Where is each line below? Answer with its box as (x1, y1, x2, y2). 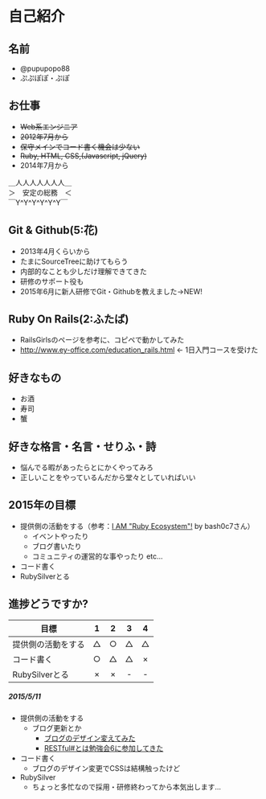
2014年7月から (19, 160, 69, 170)
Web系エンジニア (19, 121, 78, 131)
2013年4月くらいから (19, 246, 91, 256)
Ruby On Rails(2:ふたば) (8, 313, 129, 326)
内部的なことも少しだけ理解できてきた (19, 266, 147, 276)
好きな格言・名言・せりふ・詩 (8, 440, 157, 453)
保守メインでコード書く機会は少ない (19, 141, 141, 151)
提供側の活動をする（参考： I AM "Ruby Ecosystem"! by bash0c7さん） (19, 521, 255, 531)
